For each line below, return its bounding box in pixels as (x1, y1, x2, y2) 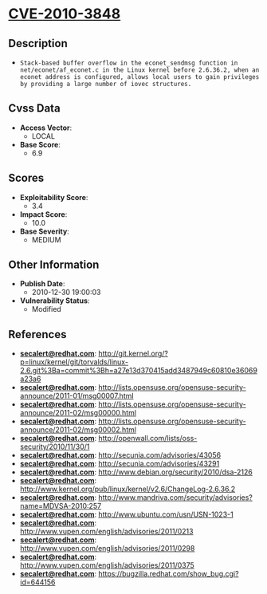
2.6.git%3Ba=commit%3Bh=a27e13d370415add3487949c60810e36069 (19, 366, 257, 376)
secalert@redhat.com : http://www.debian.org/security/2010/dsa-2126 (19, 467, 253, 477)
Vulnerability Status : (19, 296, 90, 305)
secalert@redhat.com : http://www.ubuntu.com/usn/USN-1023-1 (19, 509, 234, 519)
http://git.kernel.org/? (98, 348, 169, 359)
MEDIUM (31, 234, 61, 244)
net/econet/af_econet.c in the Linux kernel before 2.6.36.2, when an (19, 66, 260, 74)
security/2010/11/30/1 (19, 442, 90, 451)
